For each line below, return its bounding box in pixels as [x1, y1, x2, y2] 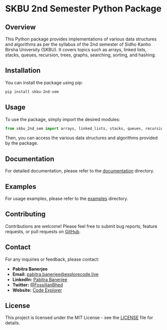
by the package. [5, 140, 38, 146]
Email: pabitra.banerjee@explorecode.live [12, 271, 99, 277]
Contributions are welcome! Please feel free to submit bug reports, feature [5, 223, 158, 229]
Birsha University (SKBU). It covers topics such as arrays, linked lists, [5, 47, 147, 52]
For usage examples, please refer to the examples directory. [5, 195, 128, 201]
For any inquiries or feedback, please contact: [5, 256, 99, 262]
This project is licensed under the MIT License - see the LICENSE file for [5, 315, 153, 321]
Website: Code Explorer [12, 287, 62, 293]
